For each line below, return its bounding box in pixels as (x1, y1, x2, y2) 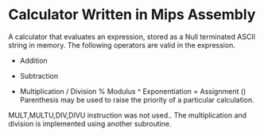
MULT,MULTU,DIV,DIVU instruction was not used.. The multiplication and (8, 110, 247, 120)
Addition (19, 56, 48, 65)
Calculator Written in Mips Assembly (8, 6, 256, 24)
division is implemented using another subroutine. (8, 119, 172, 128)
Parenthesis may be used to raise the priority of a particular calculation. (19, 95, 254, 104)
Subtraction (19, 71, 58, 80)
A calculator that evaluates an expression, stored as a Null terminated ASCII (8, 32, 256, 41)
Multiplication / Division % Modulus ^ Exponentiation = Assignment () (19, 86, 247, 96)
